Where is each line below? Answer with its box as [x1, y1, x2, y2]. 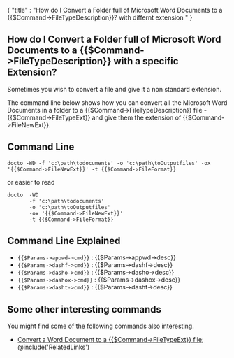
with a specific [113, 55, 179, 67]
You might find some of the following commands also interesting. [7, 322, 194, 331]
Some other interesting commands [7, 303, 162, 315]
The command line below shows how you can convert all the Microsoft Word [7, 98, 228, 107]
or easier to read [7, 178, 55, 186]
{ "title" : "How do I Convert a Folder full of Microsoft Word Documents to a [7, 6, 223, 14]
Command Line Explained [7, 235, 121, 247]
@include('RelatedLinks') [17, 343, 90, 352]
